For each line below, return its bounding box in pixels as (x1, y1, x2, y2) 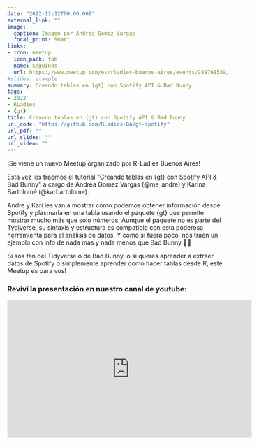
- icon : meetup (7, 50, 52, 57)
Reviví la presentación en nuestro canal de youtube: (7, 284, 187, 294)
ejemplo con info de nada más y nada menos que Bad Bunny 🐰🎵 (7, 238, 192, 247)
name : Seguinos (13, 62, 58, 69)
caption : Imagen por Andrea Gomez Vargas (13, 29, 136, 37)
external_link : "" (7, 17, 61, 24)
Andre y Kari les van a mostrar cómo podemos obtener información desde (7, 201, 221, 210)
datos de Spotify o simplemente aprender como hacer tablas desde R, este (7, 259, 223, 268)
